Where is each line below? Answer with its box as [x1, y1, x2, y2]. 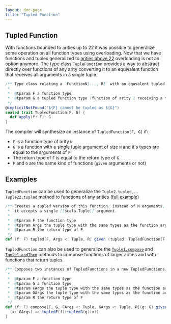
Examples [5, 175, 37, 183]
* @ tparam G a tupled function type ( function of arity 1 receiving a [7, 95, 163, 101]
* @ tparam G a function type [7, 281, 72, 286]
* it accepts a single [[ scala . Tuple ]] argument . [7, 208, 117, 213]
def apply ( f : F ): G [10, 115, 51, 120]
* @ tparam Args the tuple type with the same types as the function [7, 223, 158, 228]
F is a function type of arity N [12, 139, 73, 145]
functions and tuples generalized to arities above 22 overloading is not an [5, 56, 160, 62]
